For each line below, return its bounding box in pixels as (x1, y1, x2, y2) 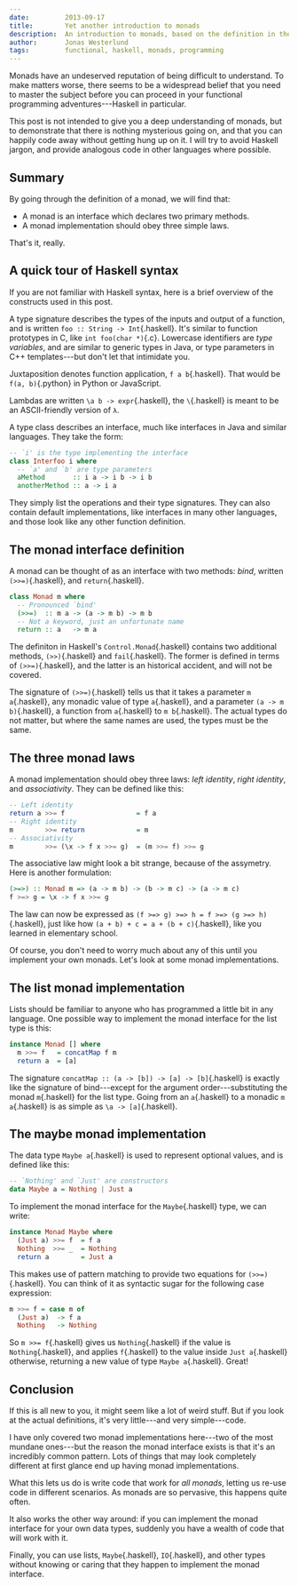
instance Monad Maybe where (9, 1228, 114, 1237)
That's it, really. (9, 237, 66, 248)
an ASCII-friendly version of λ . (9, 404, 120, 415)
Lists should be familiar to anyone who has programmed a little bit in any (9, 1003, 274, 1014)
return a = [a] (17, 1056, 77, 1065)
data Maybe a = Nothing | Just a (9, 1185, 133, 1194)
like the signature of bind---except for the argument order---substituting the (9, 1081, 288, 1093)
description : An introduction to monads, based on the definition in (9, 29, 276, 38)
